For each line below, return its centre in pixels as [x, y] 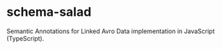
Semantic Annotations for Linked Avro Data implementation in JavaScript [111, 31]
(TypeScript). [25, 38]
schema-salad [49, 12]
